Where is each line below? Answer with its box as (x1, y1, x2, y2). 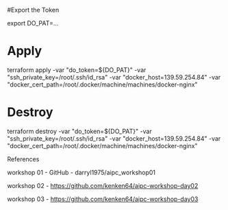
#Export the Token (7, 6, 60, 14)
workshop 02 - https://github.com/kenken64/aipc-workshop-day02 (7, 181, 199, 189)
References (7, 154, 40, 163)
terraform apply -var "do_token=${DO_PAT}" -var (7, 65, 147, 74)
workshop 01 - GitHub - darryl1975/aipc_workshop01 (7, 168, 156, 176)
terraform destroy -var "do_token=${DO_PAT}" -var (7, 127, 152, 135)
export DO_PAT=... (7, 19, 59, 27)
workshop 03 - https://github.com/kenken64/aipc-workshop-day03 (7, 195, 199, 203)
